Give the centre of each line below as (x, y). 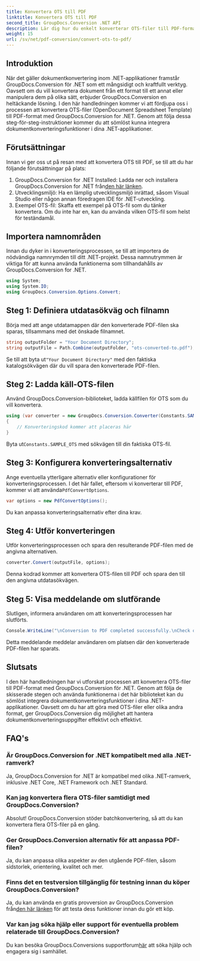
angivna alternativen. (32, 552)
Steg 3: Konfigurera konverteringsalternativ (89, 463)
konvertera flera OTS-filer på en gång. (53, 824)
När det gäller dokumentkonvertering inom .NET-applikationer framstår (93, 78)
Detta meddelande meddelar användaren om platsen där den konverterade (98, 642)
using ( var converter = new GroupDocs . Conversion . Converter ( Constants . (97, 416)
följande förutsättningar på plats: (46, 168)
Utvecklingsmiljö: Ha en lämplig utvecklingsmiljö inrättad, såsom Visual (102, 192)
